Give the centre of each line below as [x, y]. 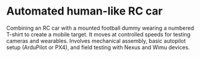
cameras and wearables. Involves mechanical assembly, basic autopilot [96, 41]
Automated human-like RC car [84, 11]
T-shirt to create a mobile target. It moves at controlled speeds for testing [98, 34]
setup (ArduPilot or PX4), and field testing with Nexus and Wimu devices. [98, 47]
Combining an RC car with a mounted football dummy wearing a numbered [100, 28]
